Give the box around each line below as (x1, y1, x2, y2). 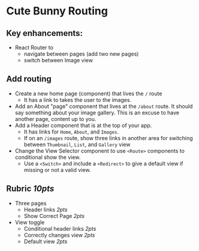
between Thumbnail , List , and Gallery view (23, 141, 131, 148)
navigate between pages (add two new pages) (23, 50, 139, 58)
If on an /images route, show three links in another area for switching (23, 134, 193, 141)
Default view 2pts (23, 238, 68, 245)
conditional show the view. (14, 153, 81, 161)
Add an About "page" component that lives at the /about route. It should (14, 102, 193, 110)
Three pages (14, 199, 47, 207)
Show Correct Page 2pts (23, 212, 85, 219)
